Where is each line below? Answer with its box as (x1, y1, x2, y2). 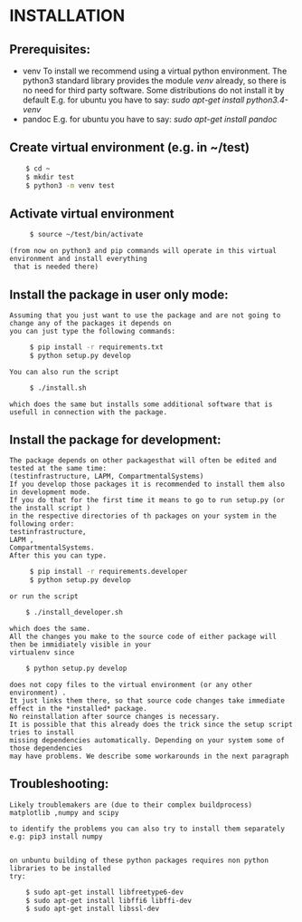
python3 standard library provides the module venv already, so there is (22, 75, 287, 86)
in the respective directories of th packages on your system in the (9, 511, 278, 521)
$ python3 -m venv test (25, 180, 116, 190)
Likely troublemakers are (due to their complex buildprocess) (9, 800, 253, 810)
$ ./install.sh (29, 383, 88, 393)
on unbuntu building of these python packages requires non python (9, 856, 269, 865)
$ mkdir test (25, 172, 75, 181)
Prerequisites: (9, 42, 90, 57)
